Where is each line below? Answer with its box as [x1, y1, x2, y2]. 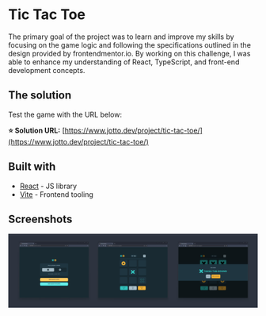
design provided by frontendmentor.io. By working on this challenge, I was [8, 48, 251, 58]
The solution [8, 89, 72, 102]
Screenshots [8, 212, 73, 225]
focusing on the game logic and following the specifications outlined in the [8, 40, 252, 49]
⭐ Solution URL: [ [8, 125, 66, 135]
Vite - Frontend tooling [19, 189, 93, 199]
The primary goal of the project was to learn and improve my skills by [8, 32, 235, 41]
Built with [8, 160, 56, 174]
